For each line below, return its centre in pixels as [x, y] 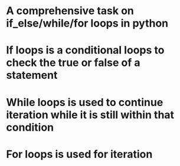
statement [32, 75]
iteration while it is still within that [90, 114]
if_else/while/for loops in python [87, 23]
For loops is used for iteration [79, 154]
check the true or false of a [73, 63]
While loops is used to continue [85, 102]
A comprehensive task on [70, 11]
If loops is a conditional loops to [85, 50]
